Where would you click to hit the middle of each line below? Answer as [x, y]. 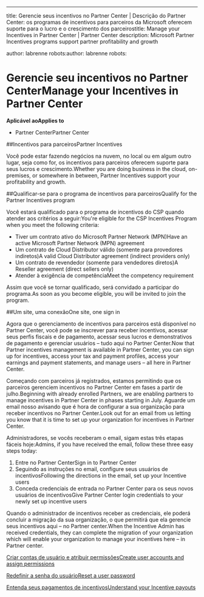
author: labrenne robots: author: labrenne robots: [67, 53]
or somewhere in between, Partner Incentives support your [106, 175]
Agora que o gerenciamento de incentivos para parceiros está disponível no [101, 324]
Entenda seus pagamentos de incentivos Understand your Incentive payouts [101, 587]
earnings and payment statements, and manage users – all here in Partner [99, 362]
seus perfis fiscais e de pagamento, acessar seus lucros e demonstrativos [99, 337]
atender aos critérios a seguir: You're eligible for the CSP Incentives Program [102, 218]
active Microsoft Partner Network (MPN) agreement [80, 243]
